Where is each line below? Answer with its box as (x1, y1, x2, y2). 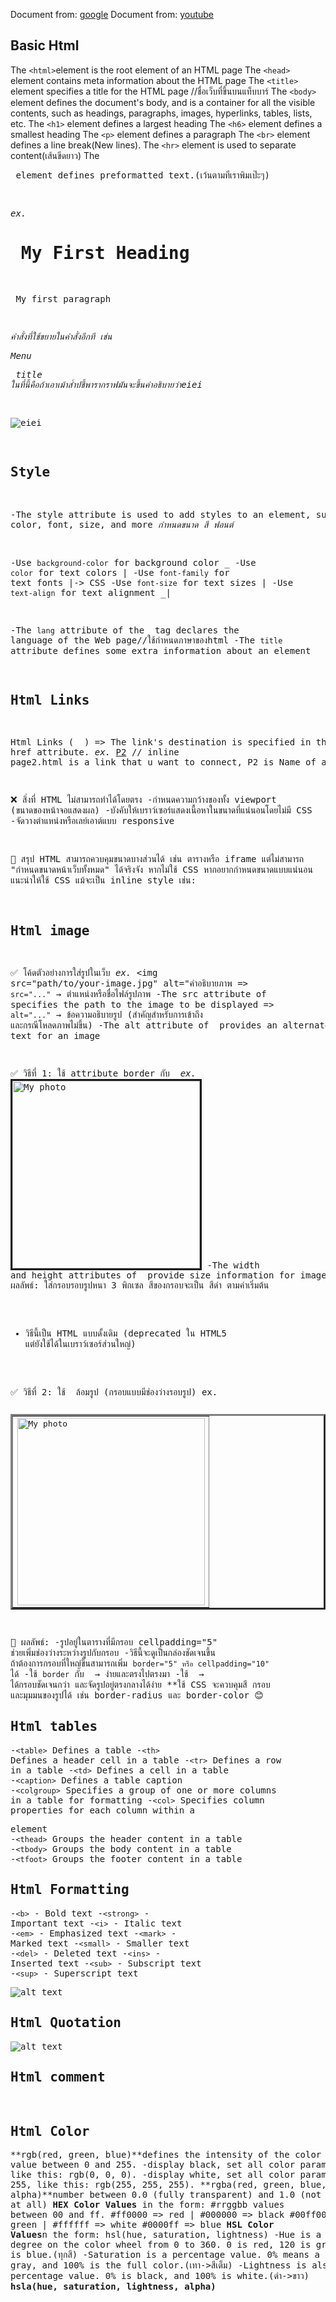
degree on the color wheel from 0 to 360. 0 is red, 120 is (10, 2239, 312, 2251)
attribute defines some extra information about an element (10, 645, 312, 656)
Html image (10, 922, 90, 939)
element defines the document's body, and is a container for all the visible (10, 96, 316, 108)
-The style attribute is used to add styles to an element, (10, 509, 312, 520)
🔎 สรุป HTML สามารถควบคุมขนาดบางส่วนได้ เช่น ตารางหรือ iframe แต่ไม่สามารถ (10, 854, 305, 865)
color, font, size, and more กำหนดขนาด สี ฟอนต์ (10, 519, 234, 530)
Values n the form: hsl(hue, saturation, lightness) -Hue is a (10, 2229, 322, 2241)
